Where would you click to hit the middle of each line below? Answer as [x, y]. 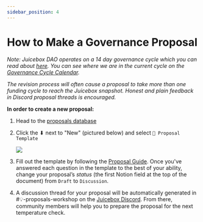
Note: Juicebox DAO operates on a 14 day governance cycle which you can [102, 59]
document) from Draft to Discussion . [62, 180]
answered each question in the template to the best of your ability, [99, 168]
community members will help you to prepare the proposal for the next [105, 206]
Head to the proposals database [56, 120]
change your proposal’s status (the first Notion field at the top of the [101, 174]
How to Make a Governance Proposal [102, 42]
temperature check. [41, 212]
